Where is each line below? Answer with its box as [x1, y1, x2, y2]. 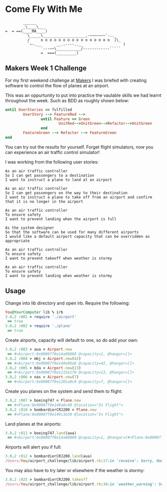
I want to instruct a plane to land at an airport [5, 177, 112, 182]
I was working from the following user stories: [5, 159, 99, 165]
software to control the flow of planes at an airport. [5, 82, 109, 88]
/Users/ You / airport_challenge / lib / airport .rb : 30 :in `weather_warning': [5, 482, 157, 487]
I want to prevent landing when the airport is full [5, 216, 117, 221]
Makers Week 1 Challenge [5, 64, 87, 73]
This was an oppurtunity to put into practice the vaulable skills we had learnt [5, 92, 162, 98]
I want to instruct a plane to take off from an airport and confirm [5, 194, 153, 200]
